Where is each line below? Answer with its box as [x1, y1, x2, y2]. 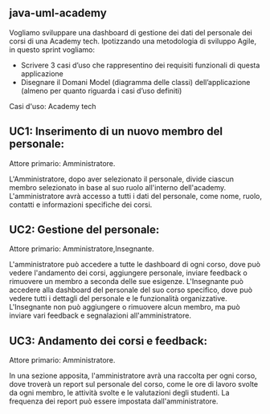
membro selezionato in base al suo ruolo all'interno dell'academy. [9, 182, 227, 192]
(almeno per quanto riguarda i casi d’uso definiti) [20, 86, 182, 95]
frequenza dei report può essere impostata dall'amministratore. [9, 396, 219, 406]
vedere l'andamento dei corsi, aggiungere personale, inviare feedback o [9, 268, 248, 278]
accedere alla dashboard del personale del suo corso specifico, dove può [9, 285, 252, 295]
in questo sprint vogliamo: [9, 44, 96, 55]
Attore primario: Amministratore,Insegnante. [9, 244, 155, 254]
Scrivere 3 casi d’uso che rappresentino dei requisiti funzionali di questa [20, 60, 260, 70]
